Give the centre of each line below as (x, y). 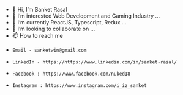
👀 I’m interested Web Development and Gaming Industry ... (86, 16)
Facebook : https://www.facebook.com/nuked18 (71, 74)
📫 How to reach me (37, 36)
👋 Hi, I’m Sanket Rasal (39, 9)
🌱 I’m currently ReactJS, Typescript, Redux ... (69, 22)
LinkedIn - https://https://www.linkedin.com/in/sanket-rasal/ (95, 62)
